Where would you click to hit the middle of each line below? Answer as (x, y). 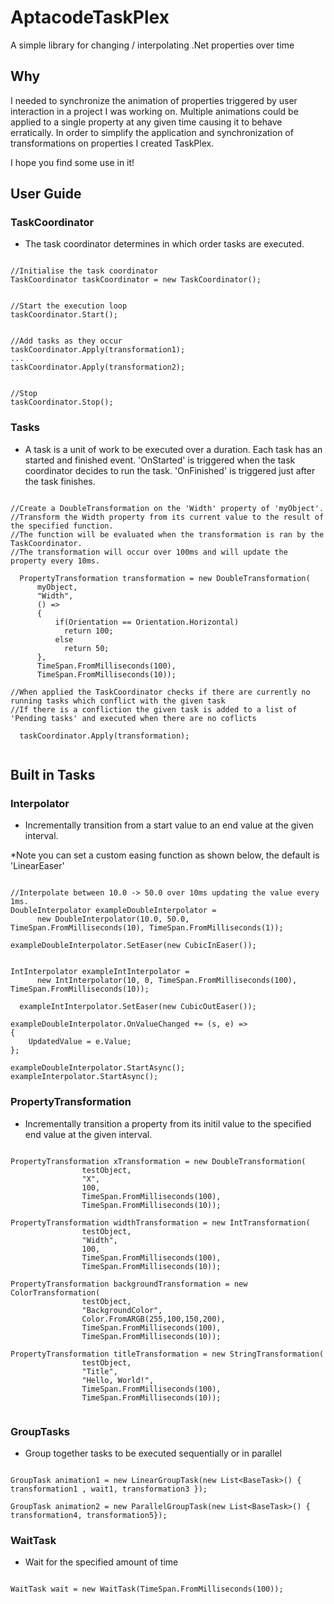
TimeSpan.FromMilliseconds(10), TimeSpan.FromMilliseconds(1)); (147, 928)
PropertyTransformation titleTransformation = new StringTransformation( (167, 1354)
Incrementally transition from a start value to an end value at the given (169, 825)
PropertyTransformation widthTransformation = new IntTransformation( (160, 1222)
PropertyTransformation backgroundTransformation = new (129, 1284)
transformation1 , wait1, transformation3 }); (109, 1489)
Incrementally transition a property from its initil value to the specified (168, 1123)
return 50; (86, 648)
